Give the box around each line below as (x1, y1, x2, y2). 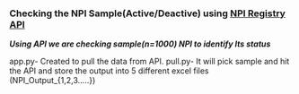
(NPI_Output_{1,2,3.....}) (9, 75, 96, 86)
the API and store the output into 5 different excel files (9, 65, 209, 76)
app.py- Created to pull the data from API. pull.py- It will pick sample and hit (9, 56, 290, 67)
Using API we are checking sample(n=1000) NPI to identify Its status (9, 38, 271, 49)
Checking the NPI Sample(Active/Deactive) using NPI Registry (9, 7, 286, 20)
